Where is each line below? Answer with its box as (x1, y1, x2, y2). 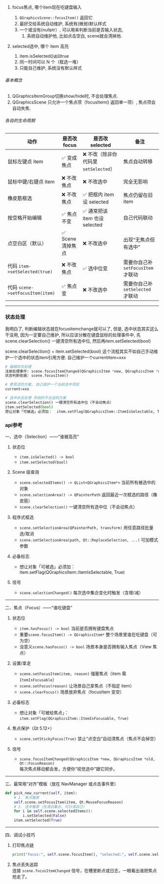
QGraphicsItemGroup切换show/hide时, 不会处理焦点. (12, 93, 118, 99)
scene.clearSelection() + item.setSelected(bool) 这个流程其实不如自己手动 (5, 348, 154, 354)
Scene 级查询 (12, 469, 40, 475)
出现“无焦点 (123, 237, 150, 243)
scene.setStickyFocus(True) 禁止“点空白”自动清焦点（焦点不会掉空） (19, 735, 159, 741)
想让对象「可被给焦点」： (19, 710, 69, 715)
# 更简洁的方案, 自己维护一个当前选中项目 (5, 382, 80, 387)
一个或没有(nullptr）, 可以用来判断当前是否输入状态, (19, 27, 123, 33)
